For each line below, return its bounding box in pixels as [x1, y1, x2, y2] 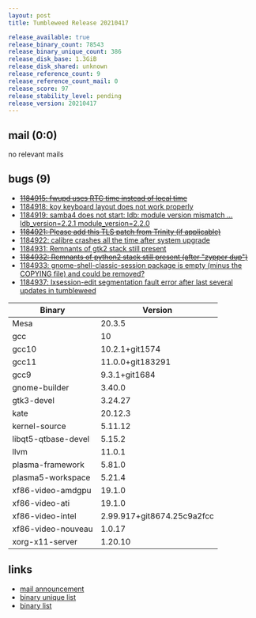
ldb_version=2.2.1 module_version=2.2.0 [19, 218, 150, 228]
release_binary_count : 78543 [8, 40, 104, 48]
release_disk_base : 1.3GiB [8, 55, 97, 63]
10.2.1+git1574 [100, 343, 161, 354]
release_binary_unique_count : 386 [8, 48, 122, 56]
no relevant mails [8, 149, 64, 159]
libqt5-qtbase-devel [12, 433, 90, 444]
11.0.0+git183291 [100, 356, 171, 367]
